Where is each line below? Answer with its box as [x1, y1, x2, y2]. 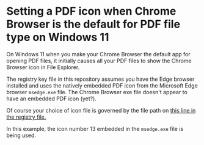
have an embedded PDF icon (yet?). [6, 95, 97, 102]
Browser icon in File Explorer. [6, 63, 80, 71]
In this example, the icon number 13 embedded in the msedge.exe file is [6, 125, 184, 132]
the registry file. [6, 113, 46, 121]
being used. [6, 132, 37, 139]
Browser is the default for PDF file [6, 17, 181, 31]
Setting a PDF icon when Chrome [6, 4, 177, 18]
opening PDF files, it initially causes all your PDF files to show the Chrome [6, 57, 192, 64]
